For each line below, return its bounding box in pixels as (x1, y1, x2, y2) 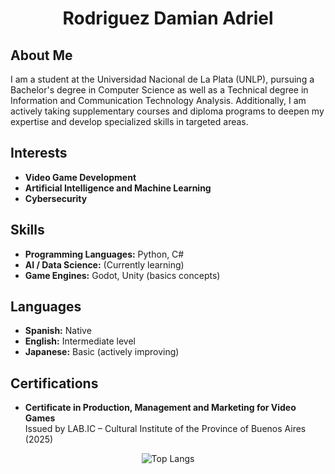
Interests (10, 145, 68, 162)
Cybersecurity (24, 192, 88, 204)
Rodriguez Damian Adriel (62, 7, 274, 30)
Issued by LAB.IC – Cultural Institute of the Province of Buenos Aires (24, 423, 307, 435)
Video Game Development (24, 171, 137, 183)
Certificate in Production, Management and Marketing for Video (24, 402, 297, 414)
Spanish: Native (24, 325, 92, 337)
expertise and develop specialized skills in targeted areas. (10, 116, 249, 127)
